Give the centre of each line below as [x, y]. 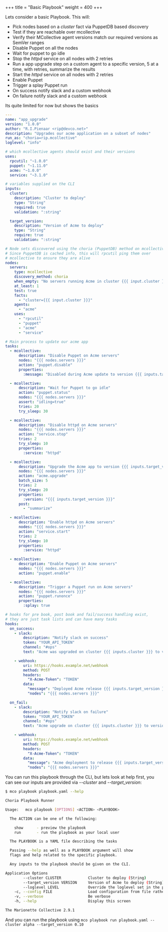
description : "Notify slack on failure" [66, 712]
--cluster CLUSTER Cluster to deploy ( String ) [85, 878]
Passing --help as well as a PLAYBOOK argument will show [71, 851]
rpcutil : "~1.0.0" [29, 161]
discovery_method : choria [41, 277]
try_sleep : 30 [33, 411]
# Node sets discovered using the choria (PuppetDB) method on [72, 249]
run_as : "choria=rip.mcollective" [41, 138]
